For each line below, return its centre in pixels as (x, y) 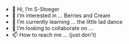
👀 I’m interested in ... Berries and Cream (61, 15)
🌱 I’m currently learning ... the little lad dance (67, 22)
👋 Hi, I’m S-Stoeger (36, 9)
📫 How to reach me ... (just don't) (54, 35)
